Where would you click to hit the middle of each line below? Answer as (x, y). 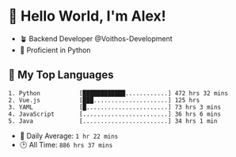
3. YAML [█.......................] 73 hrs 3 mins (115, 107)
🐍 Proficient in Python (55, 50)
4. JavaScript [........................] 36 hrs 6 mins (115, 114)
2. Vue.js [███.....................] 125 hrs (104, 100)
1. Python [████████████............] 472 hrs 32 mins (118, 93)
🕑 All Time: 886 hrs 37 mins (66, 144)
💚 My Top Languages (61, 75)
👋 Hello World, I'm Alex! (87, 16)
